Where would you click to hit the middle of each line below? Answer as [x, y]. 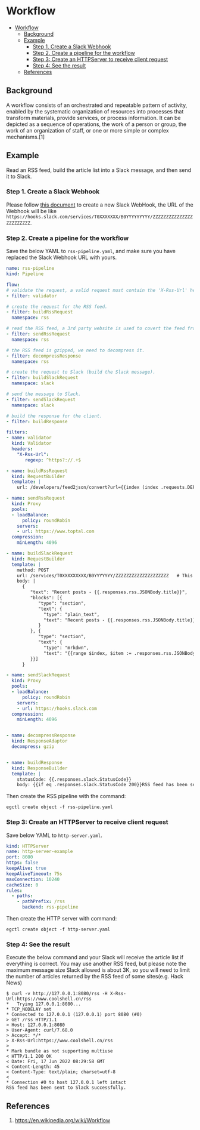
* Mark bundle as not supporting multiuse [60, 1051]
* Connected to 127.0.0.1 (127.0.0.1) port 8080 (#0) [74, 1015]
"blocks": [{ [46, 598]
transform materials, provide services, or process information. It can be [93, 118]
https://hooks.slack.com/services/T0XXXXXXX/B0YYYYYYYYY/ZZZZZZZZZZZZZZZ [100, 217]
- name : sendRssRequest [36, 498]
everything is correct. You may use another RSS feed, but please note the [96, 964]
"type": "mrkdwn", [66, 648]
